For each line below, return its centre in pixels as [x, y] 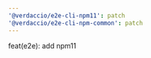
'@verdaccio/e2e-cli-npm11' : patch [67, 15]
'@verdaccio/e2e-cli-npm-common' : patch [76, 23]
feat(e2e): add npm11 [42, 45]
